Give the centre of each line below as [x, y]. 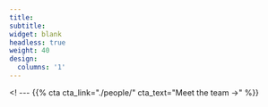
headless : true [38, 42]
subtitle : [28, 26]
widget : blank [36, 34]
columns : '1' [42, 68]
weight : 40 [30, 51]
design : [24, 59]
